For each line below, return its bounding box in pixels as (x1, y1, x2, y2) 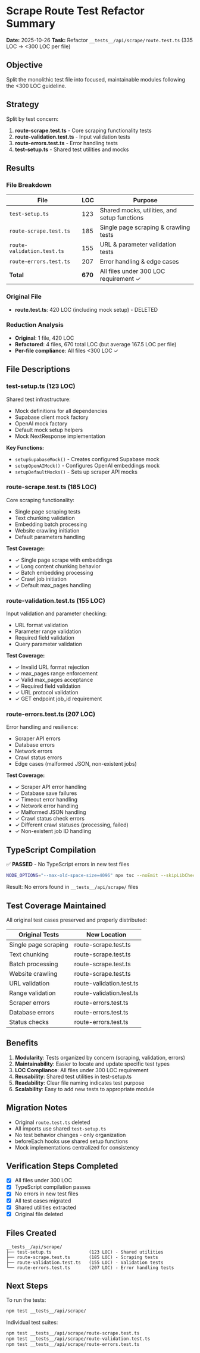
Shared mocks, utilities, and (99, 206, 177, 215)
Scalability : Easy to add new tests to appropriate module (14, 1085, 155, 1092)
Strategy (6, 99, 39, 109)
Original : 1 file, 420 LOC (14, 334, 74, 342)
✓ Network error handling (14, 802, 79, 810)
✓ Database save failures (14, 790, 77, 797)
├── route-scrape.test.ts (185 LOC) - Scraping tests (6, 1254, 159, 1260)
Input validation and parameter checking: (6, 610, 107, 617)
